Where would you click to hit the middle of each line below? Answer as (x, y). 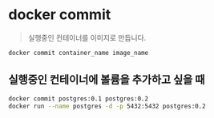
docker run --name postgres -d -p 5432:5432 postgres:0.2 (107, 106)
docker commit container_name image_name (79, 53)
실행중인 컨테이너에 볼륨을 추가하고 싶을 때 (107, 80)
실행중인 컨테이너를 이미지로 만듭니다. (87, 37)
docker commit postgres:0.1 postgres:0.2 (79, 98)
